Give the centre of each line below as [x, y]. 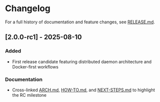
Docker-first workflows [35, 67]
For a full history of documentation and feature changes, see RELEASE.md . [80, 22]
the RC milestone [29, 95]
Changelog [28, 8]
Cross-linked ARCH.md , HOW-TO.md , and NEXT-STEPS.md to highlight [83, 90]
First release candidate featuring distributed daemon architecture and [82, 62]
